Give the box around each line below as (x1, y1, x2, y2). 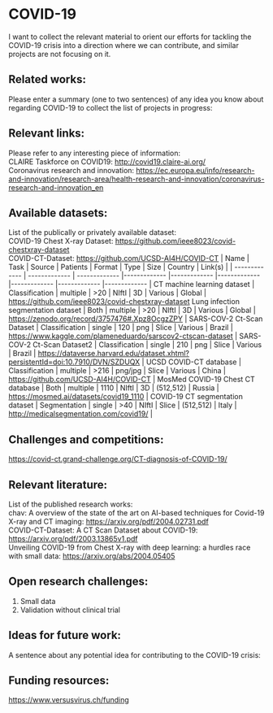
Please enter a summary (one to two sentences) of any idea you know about (8, 94, 264, 104)
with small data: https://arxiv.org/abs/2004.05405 (8, 551, 175, 561)
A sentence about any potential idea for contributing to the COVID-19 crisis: (8, 650, 262, 659)
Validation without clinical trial (19, 605, 120, 615)
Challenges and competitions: (8, 433, 164, 446)
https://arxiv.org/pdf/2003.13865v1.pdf (8, 534, 138, 543)
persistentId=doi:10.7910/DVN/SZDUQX (8, 357, 141, 367)
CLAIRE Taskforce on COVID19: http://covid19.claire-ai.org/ (8, 156, 206, 167)
